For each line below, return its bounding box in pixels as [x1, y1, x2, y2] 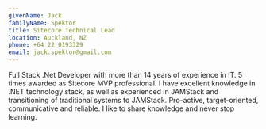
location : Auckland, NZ [8, 33, 87, 42]
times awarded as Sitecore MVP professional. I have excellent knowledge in [8, 78, 256, 88]
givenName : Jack [8, 11, 62, 20]
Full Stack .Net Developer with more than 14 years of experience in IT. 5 [8, 70, 243, 79]
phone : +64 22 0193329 [8, 41, 83, 49]
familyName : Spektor [8, 19, 77, 27]
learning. [8, 112, 37, 121]
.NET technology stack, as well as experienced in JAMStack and [8, 87, 219, 96]
